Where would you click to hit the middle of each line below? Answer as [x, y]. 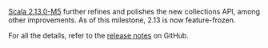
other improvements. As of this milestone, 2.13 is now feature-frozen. [122, 20]
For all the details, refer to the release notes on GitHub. [99, 36]
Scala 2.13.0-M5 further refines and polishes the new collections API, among [134, 12]
